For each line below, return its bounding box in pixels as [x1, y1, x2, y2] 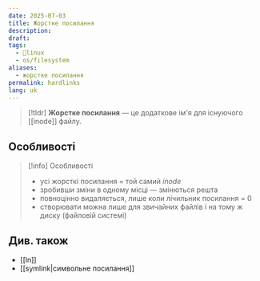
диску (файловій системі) [39, 211, 127, 220]
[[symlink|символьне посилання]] [19, 263, 134, 273]
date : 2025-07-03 [8, 11, 66, 20]
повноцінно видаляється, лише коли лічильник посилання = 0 [39, 194, 252, 203]
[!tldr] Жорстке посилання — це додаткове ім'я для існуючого [27, 108, 243, 118]
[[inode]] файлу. [27, 117, 82, 126]
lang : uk [8, 86, 38, 94]
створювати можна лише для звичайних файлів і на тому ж [39, 202, 243, 212]
